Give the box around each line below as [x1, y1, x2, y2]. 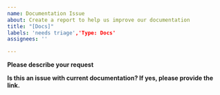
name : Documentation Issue [7, 10, 85, 17]
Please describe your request [7, 61, 94, 69]
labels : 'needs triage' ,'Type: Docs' [7, 29, 116, 36]
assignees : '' [7, 36, 48, 43]
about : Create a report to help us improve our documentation [7, 17, 190, 23]
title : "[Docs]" [7, 23, 54, 30]
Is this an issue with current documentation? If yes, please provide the [7, 74, 214, 83]
